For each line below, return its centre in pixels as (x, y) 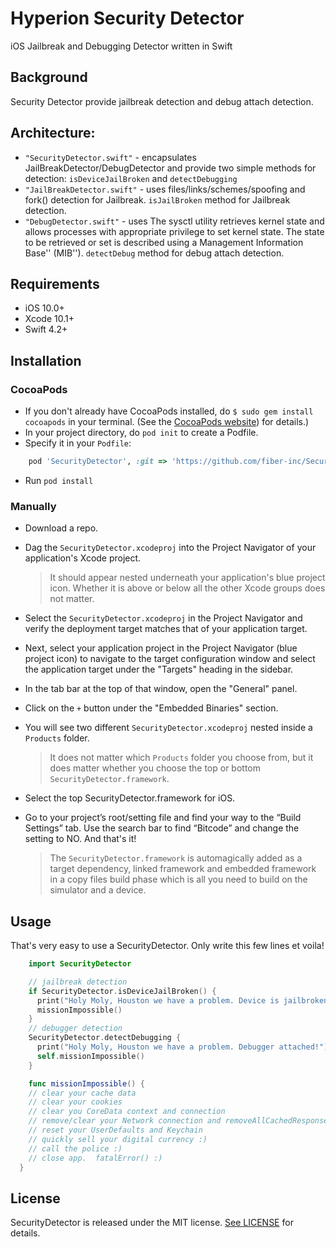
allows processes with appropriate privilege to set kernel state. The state (174, 231)
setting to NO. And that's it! (80, 839)
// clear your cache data (82, 1093)
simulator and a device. (98, 890)
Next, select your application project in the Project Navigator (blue (161, 648)
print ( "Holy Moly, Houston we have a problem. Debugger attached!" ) (182, 1047)
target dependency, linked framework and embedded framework (183, 869)
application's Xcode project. (83, 558)
